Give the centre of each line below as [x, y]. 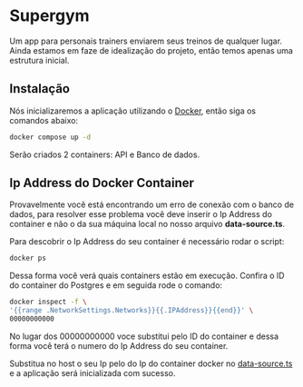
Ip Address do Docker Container [102, 183]
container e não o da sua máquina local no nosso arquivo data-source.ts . [147, 224]
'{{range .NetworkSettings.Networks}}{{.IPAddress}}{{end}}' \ [132, 311]
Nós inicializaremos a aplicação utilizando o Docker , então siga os [133, 111]
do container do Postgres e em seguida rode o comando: [116, 285]
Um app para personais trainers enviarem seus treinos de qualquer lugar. [146, 41]
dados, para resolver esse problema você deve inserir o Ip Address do [141, 214]
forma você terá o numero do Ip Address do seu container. [119, 345]
